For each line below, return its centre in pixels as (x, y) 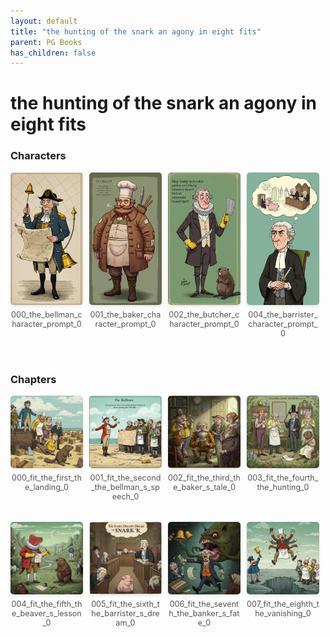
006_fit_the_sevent (204, 603)
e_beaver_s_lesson (46, 613)
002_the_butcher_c (204, 315)
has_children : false (53, 53)
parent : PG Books (46, 42)
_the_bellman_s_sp (125, 487)
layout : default (44, 21)
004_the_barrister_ (283, 315)
